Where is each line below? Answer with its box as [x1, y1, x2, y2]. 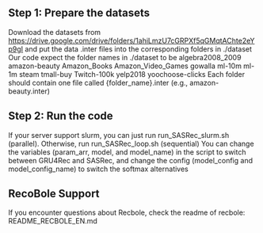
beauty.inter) [8, 86, 50, 96]
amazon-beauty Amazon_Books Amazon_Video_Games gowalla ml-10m [8, 61, 242, 71]
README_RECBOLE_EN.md [8, 216, 97, 226]
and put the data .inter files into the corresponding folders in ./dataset [25, 44, 252, 54]
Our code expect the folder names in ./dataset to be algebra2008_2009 [8, 52, 242, 62]
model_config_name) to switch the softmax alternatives [8, 164, 189, 174]
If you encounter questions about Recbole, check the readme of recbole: [8, 208, 246, 217]
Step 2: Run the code [8, 109, 113, 123]
